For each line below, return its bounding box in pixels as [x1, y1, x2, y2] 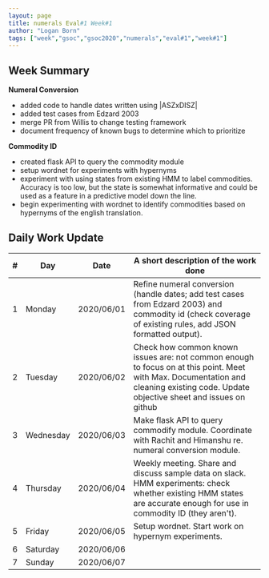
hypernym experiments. [133, 530, 223, 541]
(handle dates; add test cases [133, 288, 245, 299]
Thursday [25, 482, 62, 493]
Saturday [25, 544, 60, 555]
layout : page [8, 11, 52, 20]
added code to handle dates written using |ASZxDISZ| [19, 101, 198, 110]
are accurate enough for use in [133, 497, 250, 508]
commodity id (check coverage [133, 308, 251, 319]
